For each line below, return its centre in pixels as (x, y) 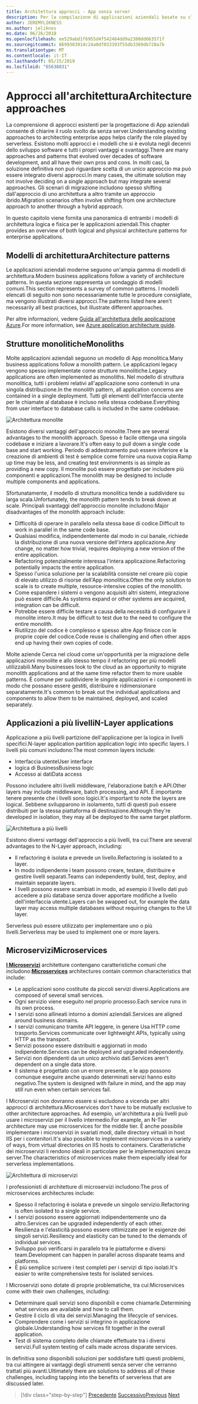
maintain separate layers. (45, 883)
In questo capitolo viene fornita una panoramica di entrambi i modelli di (92, 218)
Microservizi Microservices (57, 950)
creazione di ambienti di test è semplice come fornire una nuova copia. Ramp (99, 456)
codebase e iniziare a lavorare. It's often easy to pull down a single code (93, 444)
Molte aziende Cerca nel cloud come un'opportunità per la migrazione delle (98, 654)
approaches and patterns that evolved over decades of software (84, 156)
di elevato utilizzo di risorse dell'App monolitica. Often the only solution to (103, 580)
